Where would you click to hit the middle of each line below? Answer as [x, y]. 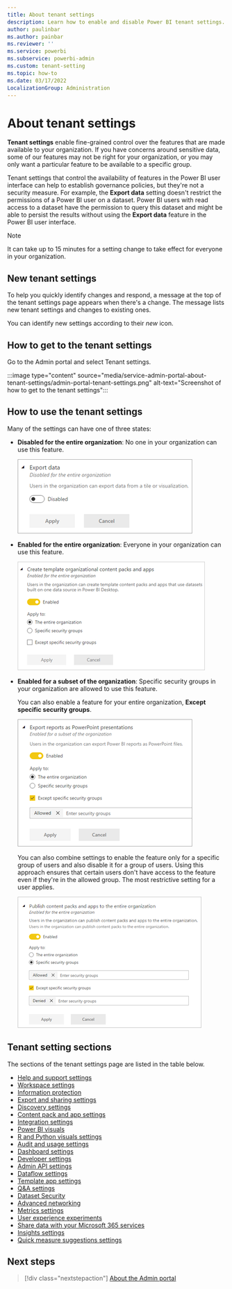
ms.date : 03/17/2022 [37, 81]
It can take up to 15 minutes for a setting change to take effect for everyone [115, 249]
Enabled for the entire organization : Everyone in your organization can [119, 544]
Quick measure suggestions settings [69, 1240]
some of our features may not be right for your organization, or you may [110, 157]
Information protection [49, 1092]
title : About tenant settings [51, 15]
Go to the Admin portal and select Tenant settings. [79, 362]
